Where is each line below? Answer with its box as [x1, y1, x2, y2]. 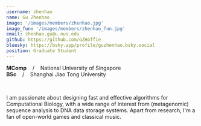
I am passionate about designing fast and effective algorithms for [6, 94, 168, 101]
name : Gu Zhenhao [6, 14, 50, 20]
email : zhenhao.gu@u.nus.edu [6, 31, 80, 37]
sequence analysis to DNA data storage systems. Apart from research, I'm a [6, 106, 196, 114]
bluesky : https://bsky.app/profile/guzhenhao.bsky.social [6, 43, 155, 49]
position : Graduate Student [6, 48, 77, 54]
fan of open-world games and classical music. [6, 113, 122, 120]
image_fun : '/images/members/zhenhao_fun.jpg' [6, 25, 126, 32]
